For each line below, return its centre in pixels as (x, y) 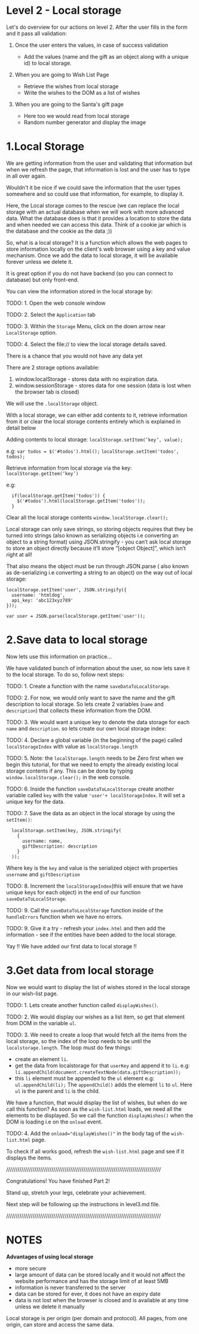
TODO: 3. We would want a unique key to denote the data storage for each (98, 722)
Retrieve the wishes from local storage (71, 86)
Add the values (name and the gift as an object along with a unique (106, 56)
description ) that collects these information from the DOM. (79, 710)
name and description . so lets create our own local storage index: (86, 728)
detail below (21, 428)
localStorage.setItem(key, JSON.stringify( (66, 830)
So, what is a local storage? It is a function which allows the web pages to (97, 242)
